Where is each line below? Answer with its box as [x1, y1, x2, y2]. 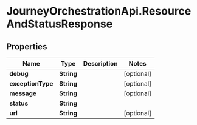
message [9, 89, 36, 98]
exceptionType [9, 79, 54, 87]
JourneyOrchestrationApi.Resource [6, 4, 192, 18]
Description [83, 59, 118, 67]
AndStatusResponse [6, 17, 113, 31]
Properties [6, 41, 47, 52]
